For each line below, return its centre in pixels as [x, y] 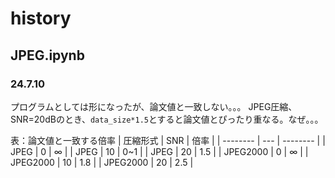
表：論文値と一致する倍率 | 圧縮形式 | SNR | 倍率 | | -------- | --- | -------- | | [168, 140]
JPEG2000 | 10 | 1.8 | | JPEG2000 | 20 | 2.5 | [102, 162]
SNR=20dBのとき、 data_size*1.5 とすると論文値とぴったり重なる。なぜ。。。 [167, 119]
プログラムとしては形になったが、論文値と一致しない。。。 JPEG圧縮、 [154, 106]
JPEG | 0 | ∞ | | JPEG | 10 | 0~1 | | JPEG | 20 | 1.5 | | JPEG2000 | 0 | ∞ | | [159, 151]
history [41, 18]
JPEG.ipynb [47, 55]
